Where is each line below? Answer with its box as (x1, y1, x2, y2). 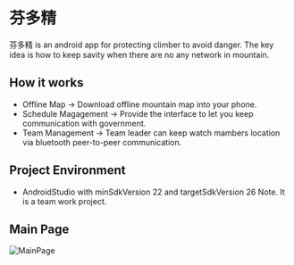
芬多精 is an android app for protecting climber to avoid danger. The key (9, 39, 274, 50)
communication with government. (21, 118, 147, 128)
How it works (9, 75, 84, 90)
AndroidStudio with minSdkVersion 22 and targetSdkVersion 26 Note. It (21, 186, 286, 197)
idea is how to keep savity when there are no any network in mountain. (9, 49, 270, 60)
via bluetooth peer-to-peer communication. (21, 137, 182, 147)
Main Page (9, 221, 70, 236)
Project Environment (9, 162, 126, 178)
